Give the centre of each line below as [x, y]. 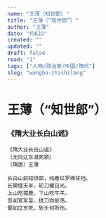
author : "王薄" [28, 27]
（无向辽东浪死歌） [31, 157]
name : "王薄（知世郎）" [38, 14]
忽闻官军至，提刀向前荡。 [39, 200]
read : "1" [22, 60]
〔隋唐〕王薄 [23, 165]
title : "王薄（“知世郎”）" [43, 20]
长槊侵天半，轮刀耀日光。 [39, 186]
